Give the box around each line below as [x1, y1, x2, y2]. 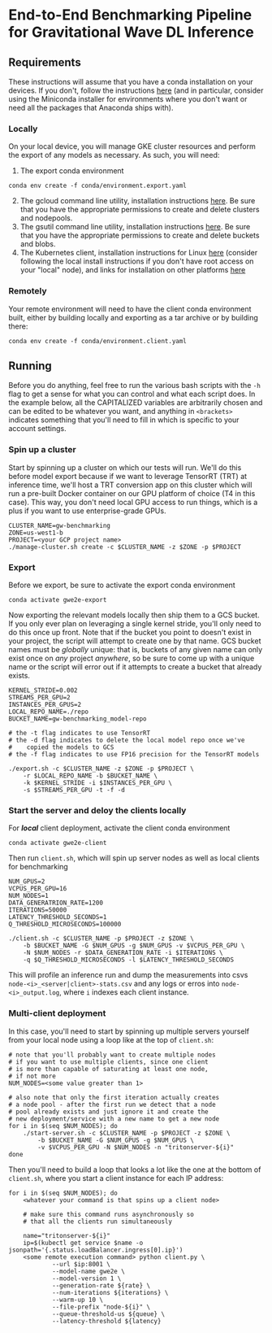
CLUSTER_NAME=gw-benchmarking [8, 521, 111, 529]
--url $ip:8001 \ [51, 1260, 111, 1268]
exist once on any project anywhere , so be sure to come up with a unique [8, 653, 255, 663]
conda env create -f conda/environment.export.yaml [8, 181, 187, 190]
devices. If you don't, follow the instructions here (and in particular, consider [8, 85, 264, 95]
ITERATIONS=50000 [8, 906, 67, 914]
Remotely [8, 285, 47, 297]
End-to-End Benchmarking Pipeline [8, 6, 253, 24]
